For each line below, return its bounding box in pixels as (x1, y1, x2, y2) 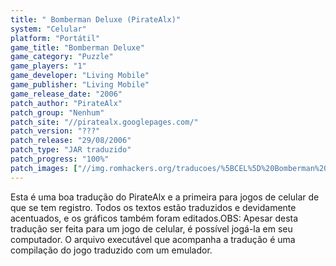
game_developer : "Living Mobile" (10, 71, 150, 81)
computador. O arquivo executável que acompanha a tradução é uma (10, 233, 296, 245)
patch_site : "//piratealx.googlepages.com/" (10, 117, 199, 127)
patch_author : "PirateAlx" (10, 98, 123, 108)
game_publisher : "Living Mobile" (10, 80, 150, 90)
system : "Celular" (10, 24, 87, 34)
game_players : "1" (10, 61, 87, 71)
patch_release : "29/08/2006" (10, 136, 132, 146)
